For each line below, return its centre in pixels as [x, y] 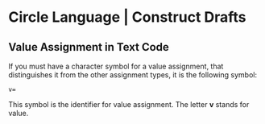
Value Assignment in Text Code [89, 47]
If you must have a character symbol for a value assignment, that [116, 66]
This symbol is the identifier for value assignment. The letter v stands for [129, 104]
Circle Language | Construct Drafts [128, 17]
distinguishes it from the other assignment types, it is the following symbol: [133, 75]
